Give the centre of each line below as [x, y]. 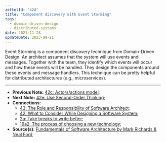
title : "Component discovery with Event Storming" [58, 14]
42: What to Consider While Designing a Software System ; [79, 113]
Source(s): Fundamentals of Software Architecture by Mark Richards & [84, 129]
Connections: [26, 103]
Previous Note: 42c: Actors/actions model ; [56, 92]
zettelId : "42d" [22, 10]
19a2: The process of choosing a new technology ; [71, 124]
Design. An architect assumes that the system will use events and [72, 57]
